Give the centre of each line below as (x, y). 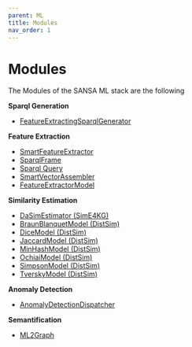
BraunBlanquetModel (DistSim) (70, 224)
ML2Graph (37, 335)
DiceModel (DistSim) (53, 232)
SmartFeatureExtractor (57, 152)
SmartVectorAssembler (57, 177)
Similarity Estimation (43, 201)
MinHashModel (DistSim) (60, 249)
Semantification (35, 320)
